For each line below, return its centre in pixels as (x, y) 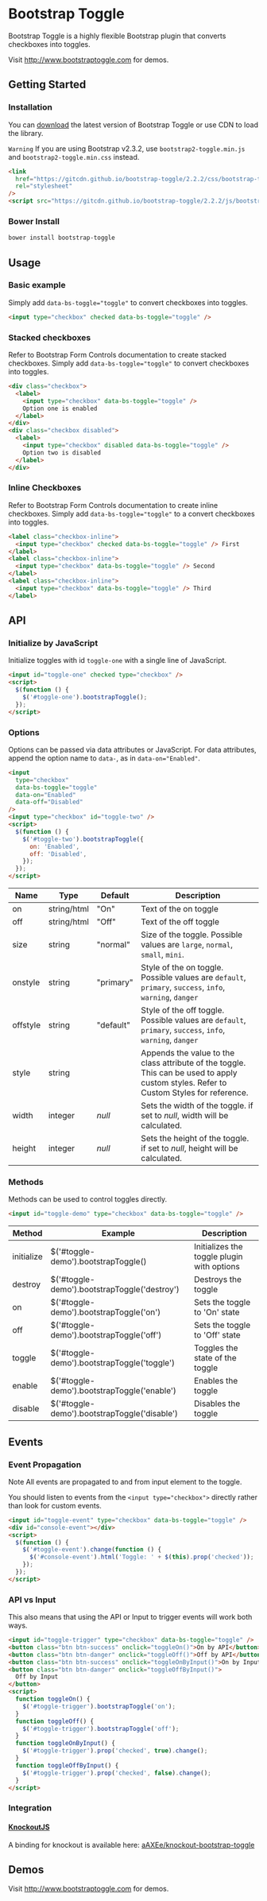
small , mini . (163, 954)
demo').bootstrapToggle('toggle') (112, 1363)
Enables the (216, 1381)
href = (25, 179)
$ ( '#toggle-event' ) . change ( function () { (92, 1550)
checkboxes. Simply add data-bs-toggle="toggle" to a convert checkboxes (132, 513)
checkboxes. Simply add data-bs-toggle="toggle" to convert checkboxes (129, 363)
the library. (26, 133)
